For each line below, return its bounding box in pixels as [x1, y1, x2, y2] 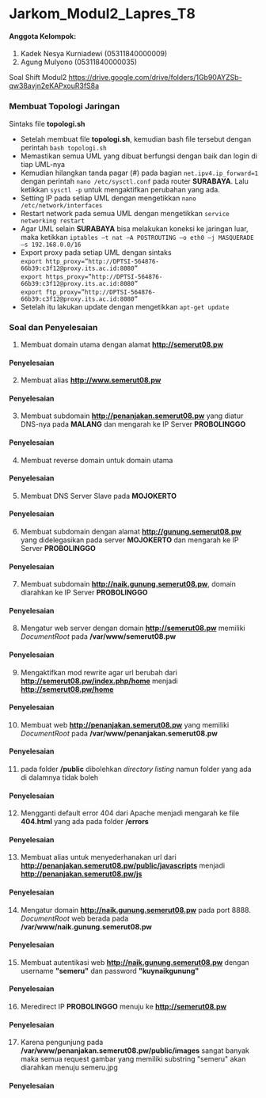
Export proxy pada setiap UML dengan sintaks [20, 247, 173, 257]
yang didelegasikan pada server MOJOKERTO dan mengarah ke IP [20, 535, 239, 545]
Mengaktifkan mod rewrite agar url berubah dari [20, 667, 177, 677]
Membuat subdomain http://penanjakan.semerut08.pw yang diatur [20, 411, 244, 420]
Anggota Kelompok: [9, 31, 77, 40]
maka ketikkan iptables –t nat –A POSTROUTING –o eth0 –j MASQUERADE [20, 232, 254, 241]
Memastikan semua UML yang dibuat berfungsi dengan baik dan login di [20, 151, 258, 161]
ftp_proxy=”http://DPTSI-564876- [45, 288, 156, 296]
